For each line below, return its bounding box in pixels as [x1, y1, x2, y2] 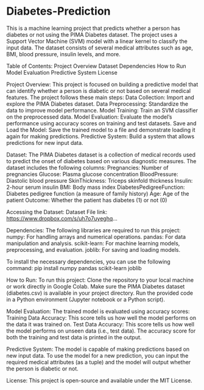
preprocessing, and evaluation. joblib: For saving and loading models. [6, 246, 181, 253]
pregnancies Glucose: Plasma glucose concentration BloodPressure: [6, 170, 178, 178]
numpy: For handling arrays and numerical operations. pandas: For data [6, 233, 186, 240]
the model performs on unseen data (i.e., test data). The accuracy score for [6, 327, 196, 334]
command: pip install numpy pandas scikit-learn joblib [6, 264, 142, 271]
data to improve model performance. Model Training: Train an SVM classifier [6, 106, 198, 114]
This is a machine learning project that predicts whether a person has [6, 24, 181, 32]
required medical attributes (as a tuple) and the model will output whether [6, 358, 191, 366]
